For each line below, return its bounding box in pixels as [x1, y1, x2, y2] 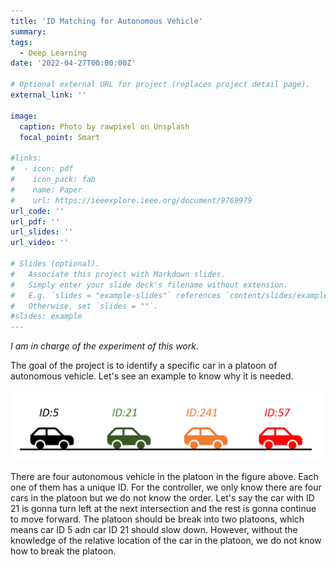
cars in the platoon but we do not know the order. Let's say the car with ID [10, 492, 315, 504]
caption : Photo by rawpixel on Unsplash [19, 121, 190, 132]
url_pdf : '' [10, 216, 60, 227]
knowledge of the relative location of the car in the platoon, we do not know [10, 535, 322, 547]
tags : [10, 37, 33, 47]
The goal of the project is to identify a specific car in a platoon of [10, 360, 278, 372]
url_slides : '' [10, 227, 74, 237]
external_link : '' [10, 90, 87, 100]
